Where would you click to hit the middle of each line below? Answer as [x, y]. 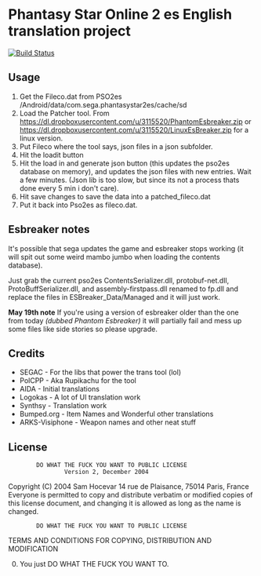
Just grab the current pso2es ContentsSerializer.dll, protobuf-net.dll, [119, 280]
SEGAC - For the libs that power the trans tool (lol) [100, 372]
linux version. [41, 138]
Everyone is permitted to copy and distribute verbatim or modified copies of [130, 495]
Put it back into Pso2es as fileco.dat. [78, 205]
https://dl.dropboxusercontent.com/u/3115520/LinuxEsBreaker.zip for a [134, 129]
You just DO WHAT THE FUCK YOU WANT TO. [94, 564]
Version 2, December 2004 [106, 472]
